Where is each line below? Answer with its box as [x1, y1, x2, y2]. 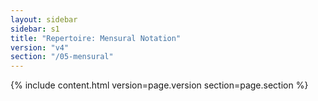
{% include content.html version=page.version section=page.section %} [10, 79, 309, 91]
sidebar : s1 [10, 24, 60, 34]
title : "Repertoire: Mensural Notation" [10, 33, 182, 43]
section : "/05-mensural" [10, 52, 114, 62]
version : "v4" [10, 42, 70, 53]
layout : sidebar [10, 14, 78, 25]
